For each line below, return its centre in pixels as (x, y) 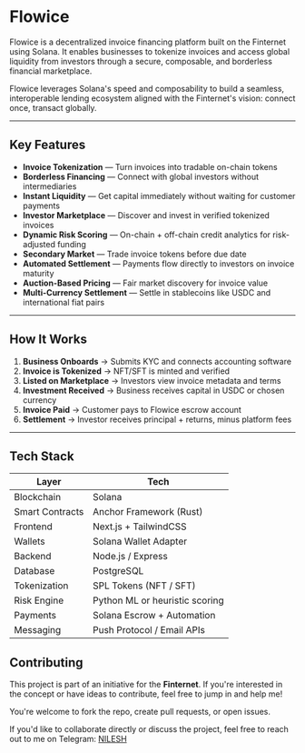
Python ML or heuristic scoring (158, 600)
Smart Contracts (49, 512)
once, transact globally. (53, 107)
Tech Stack (42, 456)
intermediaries (49, 186)
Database (34, 571)
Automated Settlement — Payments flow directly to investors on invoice (158, 263)
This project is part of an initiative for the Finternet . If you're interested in (146, 685)
